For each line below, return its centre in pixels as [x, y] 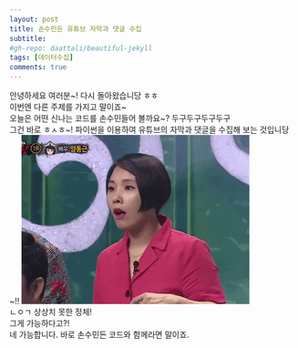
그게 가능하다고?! [40, 323]
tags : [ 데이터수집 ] [42, 58]
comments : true [38, 67]
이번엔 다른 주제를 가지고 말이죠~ [68, 107]
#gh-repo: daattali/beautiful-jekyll [81, 48]
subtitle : [28, 38]
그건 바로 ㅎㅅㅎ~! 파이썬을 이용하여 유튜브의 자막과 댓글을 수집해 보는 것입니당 [149, 129]
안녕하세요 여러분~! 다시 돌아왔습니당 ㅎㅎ [84, 95]
